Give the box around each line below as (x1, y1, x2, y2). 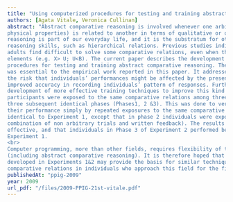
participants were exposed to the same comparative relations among (7, 94, 209, 101)
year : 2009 (7, 178, 39, 185)
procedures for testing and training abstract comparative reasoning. (7, 62, 216, 69)
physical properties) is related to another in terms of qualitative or (7, 29, 222, 37)
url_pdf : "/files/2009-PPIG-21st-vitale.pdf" (7, 185, 141, 192)
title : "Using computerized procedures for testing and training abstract (7, 10, 228, 17)
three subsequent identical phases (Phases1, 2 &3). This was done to (7, 101, 216, 108)
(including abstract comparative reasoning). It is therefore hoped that (7, 152, 225, 160)
